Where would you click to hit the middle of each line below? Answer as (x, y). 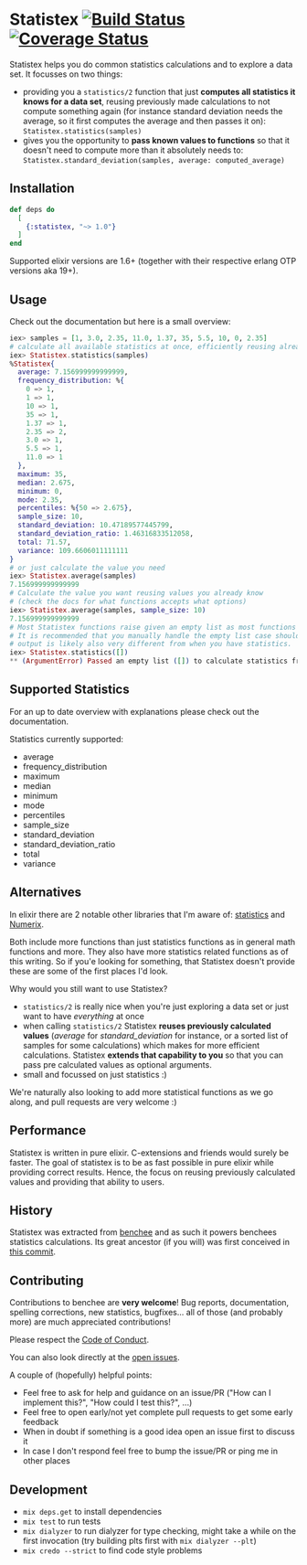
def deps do (32, 209)
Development (49, 1490)
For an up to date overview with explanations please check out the (134, 711)
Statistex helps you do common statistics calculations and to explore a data (151, 64)
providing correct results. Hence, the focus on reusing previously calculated (153, 1172)
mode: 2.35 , (41, 500)
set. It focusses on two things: (66, 74)
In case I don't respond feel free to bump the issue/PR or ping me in (150, 1451)
